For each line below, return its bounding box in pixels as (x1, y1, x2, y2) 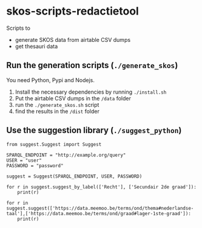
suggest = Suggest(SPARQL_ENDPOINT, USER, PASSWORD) (6, 173, 143, 179)
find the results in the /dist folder (15, 108, 100, 115)
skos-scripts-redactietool (6, 4, 140, 18)
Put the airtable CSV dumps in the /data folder (15, 94, 132, 102)
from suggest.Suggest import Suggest (6, 141, 102, 147)
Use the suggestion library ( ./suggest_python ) (6, 125, 182, 136)
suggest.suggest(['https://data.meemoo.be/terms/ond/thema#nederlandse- (6, 205, 194, 211)
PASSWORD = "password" (6, 162, 64, 168)
